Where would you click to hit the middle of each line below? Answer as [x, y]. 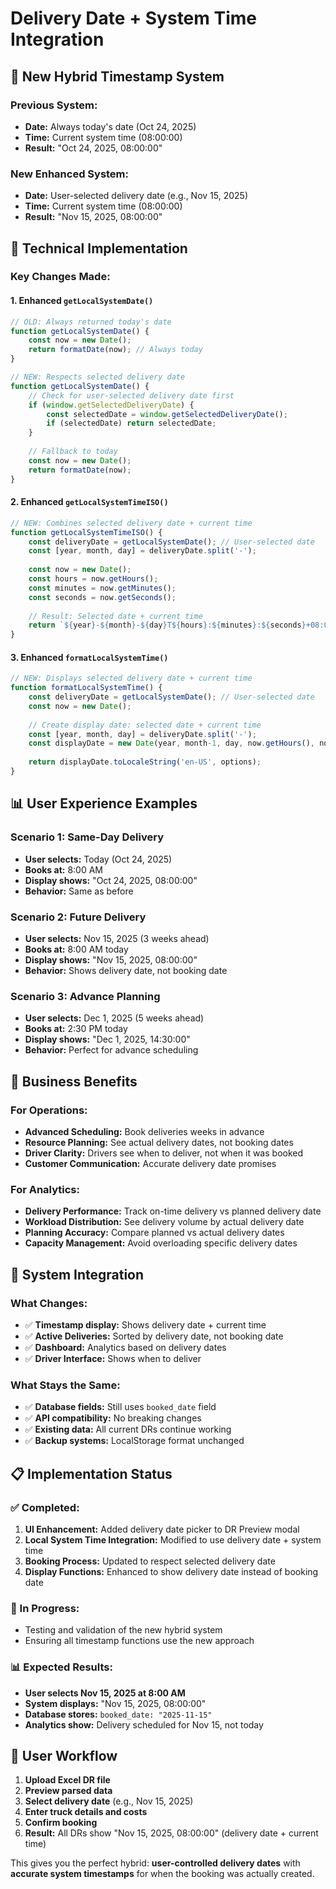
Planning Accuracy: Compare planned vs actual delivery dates [154, 1233]
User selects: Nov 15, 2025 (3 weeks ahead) [117, 938]
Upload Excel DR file [67, 1780]
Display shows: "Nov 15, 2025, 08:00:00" [111, 959]
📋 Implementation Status [91, 1473]
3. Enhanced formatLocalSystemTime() [89, 657]
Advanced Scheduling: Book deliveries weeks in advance [144, 1131]
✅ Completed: [45, 1507]
